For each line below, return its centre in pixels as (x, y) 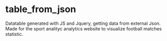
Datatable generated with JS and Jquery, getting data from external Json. (83, 23)
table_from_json (41, 9)
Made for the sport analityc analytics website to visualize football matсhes (84, 28)
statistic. (14, 34)
